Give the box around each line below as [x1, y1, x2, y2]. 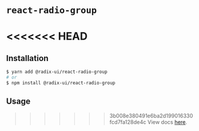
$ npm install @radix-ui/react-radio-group [6, 79, 116, 86]
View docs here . [147, 118, 188, 126]
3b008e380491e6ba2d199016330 [109, 112, 193, 119]
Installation [6, 53, 49, 63]
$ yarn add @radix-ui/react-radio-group [6, 69, 108, 75]
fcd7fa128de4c [109, 118, 147, 126]
